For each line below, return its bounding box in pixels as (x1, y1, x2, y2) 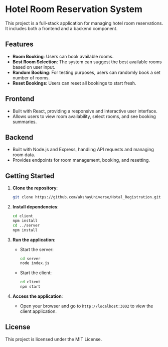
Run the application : (12, 237, 56, 243)
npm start (20, 284, 41, 289)
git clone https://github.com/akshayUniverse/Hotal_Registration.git (12, 195, 161, 200)
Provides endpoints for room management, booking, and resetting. (12, 157, 150, 163)
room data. (12, 152, 35, 158)
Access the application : (12, 293, 63, 299)
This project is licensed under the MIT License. (5, 336, 102, 342)
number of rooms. (12, 74, 50, 81)
